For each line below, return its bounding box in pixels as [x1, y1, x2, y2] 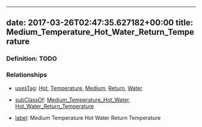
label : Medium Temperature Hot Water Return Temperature [14, 114, 161, 121]
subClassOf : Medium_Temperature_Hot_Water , [14, 96, 130, 103]
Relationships [6, 70, 47, 79]
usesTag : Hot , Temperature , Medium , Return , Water [14, 84, 142, 91]
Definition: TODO [6, 55, 57, 63]
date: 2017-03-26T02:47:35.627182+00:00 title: [6, 17, 194, 28]
